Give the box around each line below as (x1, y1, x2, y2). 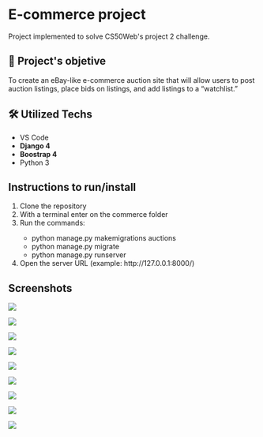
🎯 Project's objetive (8, 54, 107, 68)
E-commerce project (8, 6, 146, 24)
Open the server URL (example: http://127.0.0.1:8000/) (19, 259, 195, 268)
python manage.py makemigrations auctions (31, 233, 176, 243)
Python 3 (19, 158, 50, 167)
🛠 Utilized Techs (8, 108, 93, 121)
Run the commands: (19, 218, 85, 228)
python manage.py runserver (31, 250, 126, 260)
